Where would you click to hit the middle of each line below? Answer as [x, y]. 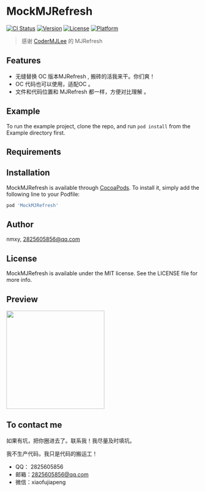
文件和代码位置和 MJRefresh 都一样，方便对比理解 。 [82, 92]
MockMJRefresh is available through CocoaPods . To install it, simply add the [103, 187]
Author [20, 225]
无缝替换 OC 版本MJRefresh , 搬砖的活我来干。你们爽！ [85, 76]
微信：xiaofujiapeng [40, 482]
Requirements [34, 152]
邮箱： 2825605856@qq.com [52, 474]
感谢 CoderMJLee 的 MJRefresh [62, 41]
